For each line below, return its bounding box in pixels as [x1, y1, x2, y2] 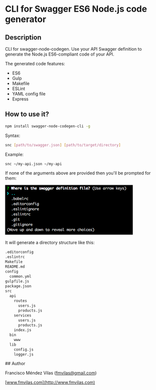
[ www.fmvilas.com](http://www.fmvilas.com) [5, 379, 95, 386]
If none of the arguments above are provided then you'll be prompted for [5, 170, 151, 176]
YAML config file [12, 91, 46, 97]
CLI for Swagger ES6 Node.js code [5, 3, 147, 15]
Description [5, 33, 41, 41]
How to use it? [5, 110, 49, 118]
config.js [14, 347, 34, 352]
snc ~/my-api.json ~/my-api [5, 161, 62, 166]
